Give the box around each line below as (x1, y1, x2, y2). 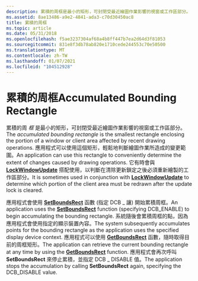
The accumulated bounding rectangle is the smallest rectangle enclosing (6, 131, 185, 138)
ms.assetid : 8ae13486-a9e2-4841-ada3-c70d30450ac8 (6, 14, 134, 20)
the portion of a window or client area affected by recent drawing (6, 137, 166, 144)
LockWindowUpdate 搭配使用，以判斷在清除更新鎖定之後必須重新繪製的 (6, 166, 184, 173)
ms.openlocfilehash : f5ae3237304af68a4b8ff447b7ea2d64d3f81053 (6, 36, 166, 42)
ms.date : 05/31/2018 (6, 31, 58, 37)
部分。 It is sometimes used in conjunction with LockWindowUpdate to (16, 174, 190, 181)
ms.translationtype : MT (6, 47, 65, 53)
